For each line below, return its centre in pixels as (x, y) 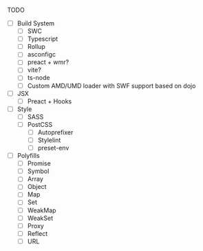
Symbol (38, 171)
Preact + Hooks (50, 101)
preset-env (53, 148)
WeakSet (40, 218)
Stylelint (49, 140)
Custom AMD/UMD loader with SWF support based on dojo (111, 86)
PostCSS (40, 124)
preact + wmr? (48, 62)
